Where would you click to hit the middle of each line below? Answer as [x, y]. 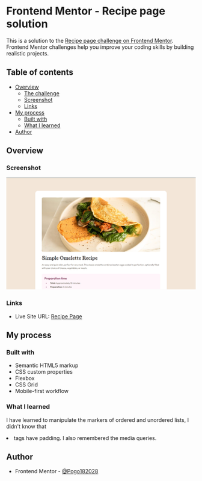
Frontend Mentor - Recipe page [86, 11]
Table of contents [40, 73]
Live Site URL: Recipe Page [48, 316]
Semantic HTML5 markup [47, 365]
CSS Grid [26, 385]
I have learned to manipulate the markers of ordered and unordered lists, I [98, 420]
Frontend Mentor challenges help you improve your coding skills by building [100, 47]
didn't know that [26, 426]
